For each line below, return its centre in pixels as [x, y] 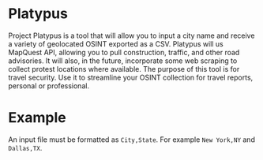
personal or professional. [49, 86]
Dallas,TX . [25, 147]
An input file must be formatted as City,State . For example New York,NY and [131, 140]
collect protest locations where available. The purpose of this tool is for [124, 69]
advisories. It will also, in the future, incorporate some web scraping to [123, 61]
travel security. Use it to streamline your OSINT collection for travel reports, [131, 77]
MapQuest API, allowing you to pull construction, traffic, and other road [124, 52]
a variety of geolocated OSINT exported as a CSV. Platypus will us [116, 43]
